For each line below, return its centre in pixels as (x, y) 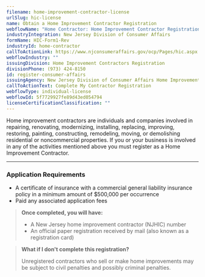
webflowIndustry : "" (33, 57)
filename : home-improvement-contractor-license (68, 12)
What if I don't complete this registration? (75, 249)
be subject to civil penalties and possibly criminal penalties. (96, 267)
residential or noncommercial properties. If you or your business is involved (101, 140)
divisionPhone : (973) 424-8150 (46, 69)
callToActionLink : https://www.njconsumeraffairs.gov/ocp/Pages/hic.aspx (102, 52)
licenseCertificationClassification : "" (59, 103)
